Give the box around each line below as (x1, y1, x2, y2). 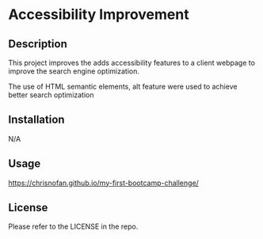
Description (8, 37, 67, 51)
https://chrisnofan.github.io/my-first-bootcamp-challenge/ (8, 178, 200, 188)
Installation (8, 113, 65, 127)
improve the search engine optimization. (8, 66, 140, 76)
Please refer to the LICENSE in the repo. (8, 222, 139, 231)
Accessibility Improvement (8, 6, 189, 24)
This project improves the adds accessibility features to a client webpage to (8, 58, 256, 67)
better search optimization (8, 90, 94, 100)
